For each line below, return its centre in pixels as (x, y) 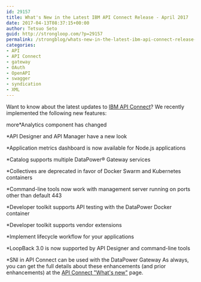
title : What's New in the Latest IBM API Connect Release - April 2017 (97, 17)
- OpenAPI (19, 73)
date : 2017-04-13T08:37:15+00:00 (48, 23)
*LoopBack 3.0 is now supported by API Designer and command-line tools (98, 248)
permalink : (20, 40)
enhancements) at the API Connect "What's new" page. (75, 272)
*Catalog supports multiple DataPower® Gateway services (78, 159)
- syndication (24, 84)
